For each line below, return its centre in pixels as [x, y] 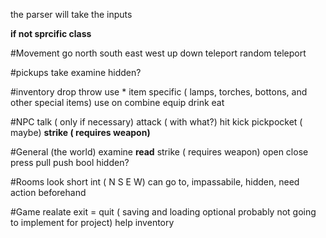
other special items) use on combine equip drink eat [117, 102]
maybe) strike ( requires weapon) [80, 132]
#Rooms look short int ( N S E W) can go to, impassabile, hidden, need [155, 182]
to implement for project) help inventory [92, 222]
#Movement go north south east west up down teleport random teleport [158, 53]
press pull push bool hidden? [70, 162]
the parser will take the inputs [71, 14]
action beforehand [48, 192]
